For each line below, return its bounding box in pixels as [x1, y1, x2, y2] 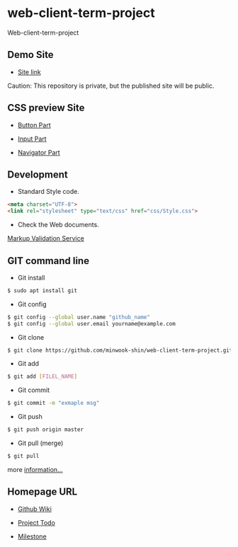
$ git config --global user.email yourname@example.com [7, 320, 176, 327]
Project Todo [17, 518, 55, 526]
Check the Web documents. [17, 221, 99, 229]
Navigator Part [17, 148, 60, 156]
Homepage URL [7, 486, 78, 498]
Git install [17, 273, 45, 282]
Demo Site [7, 49, 55, 61]
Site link [17, 67, 41, 76]
